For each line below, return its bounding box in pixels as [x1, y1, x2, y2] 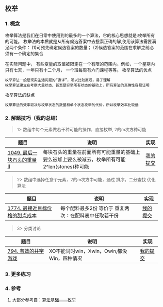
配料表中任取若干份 [75, 212, 119, 219]
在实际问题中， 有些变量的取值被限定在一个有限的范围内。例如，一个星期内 [5, 61, 155, 67]
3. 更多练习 [5, 271, 31, 277]
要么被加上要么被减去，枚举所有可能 [43, 156, 126, 163]
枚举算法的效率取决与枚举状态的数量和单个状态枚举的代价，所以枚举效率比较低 [5, 102, 139, 107]
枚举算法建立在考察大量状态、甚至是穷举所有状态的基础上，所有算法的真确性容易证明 [5, 83, 149, 87]
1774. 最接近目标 [7, 205, 48, 211]
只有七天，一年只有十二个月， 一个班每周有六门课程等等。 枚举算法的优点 [5, 67, 152, 73]
